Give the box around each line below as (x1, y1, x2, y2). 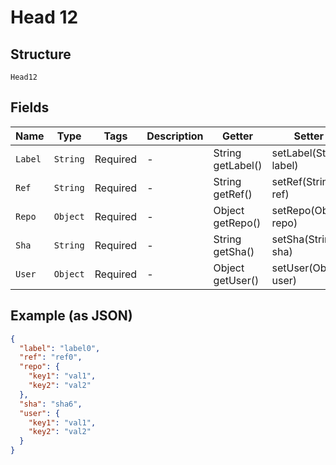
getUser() (213, 273, 260, 287)
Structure (10, 46, 72, 63)
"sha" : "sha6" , (19, 399, 83, 409)
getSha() (213, 244, 255, 258)
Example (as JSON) (10, 307, 133, 325)
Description (146, 129, 204, 143)
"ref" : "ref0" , (19, 352, 83, 363)
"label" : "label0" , (19, 343, 101, 353)
